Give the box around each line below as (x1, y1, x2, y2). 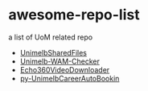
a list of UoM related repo (8, 32, 93, 42)
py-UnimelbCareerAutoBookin (19, 73, 120, 83)
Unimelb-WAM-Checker (19, 56, 101, 66)
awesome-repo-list (8, 6, 140, 24)
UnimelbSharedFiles (19, 48, 87, 57)
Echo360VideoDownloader (19, 64, 110, 74)
